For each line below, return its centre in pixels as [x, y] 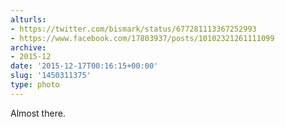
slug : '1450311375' [51, 76]
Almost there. [38, 113]
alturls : [28, 19]
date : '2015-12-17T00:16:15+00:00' [84, 66]
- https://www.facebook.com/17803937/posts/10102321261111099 [142, 38]
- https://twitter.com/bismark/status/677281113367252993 [133, 29]
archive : [28, 47]
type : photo [35, 85]
